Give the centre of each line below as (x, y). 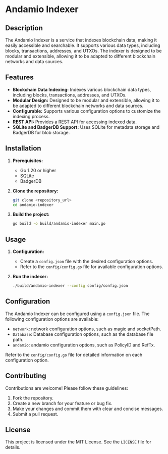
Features (19, 78)
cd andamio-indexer (33, 205)
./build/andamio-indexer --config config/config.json (70, 286)
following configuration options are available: (52, 319)
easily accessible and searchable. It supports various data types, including (83, 45)
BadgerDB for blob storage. (41, 132)
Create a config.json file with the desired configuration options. (87, 262)
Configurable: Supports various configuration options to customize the (87, 111)
